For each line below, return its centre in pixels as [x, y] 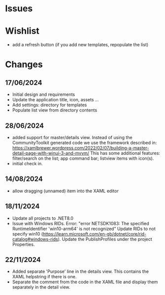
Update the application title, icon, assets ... [55, 100]
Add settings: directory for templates [49, 105]
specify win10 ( [28, 234]
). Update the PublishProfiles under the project [105, 239]
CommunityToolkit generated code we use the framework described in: [84, 143]
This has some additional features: [125, 153]
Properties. [23, 244]
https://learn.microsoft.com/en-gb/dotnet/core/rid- [95, 234]
